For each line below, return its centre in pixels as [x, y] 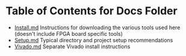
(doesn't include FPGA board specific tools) [68, 33]
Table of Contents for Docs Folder [92, 11]
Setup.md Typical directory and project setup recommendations [94, 40]
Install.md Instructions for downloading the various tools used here [97, 27]
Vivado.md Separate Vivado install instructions [72, 46]
